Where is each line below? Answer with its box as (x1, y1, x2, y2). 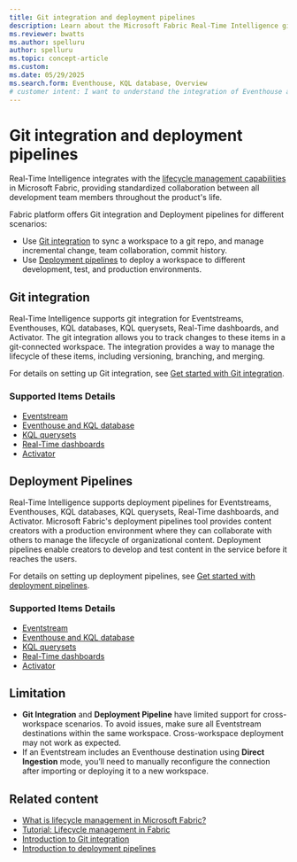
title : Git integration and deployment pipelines (9, 12, 196, 22)
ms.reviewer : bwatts (9, 29, 86, 38)
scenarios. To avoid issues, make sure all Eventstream (65, 718, 262, 729)
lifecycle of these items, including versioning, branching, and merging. (9, 351, 265, 361)
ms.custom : (9, 63, 49, 72)
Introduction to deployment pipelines (21, 843, 156, 854)
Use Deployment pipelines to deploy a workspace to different (21, 254, 246, 266)
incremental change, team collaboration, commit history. (21, 245, 228, 256)
